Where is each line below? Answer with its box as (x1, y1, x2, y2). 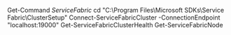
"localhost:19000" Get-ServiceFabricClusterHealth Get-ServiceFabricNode (7, 21, 223, 29)
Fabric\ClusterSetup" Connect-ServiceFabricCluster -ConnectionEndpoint (7, 13, 220, 22)
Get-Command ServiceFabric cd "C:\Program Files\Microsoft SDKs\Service (7, 6, 225, 14)
